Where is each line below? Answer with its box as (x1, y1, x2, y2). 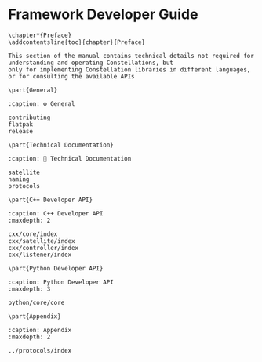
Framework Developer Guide (8, 5, 198, 24)
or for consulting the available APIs (8, 72, 135, 80)
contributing (8, 114, 51, 121)
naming (8, 175, 30, 183)
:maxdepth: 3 (8, 284, 51, 293)
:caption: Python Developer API (8, 278, 114, 286)
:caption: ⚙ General (8, 100, 76, 107)
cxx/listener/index (8, 251, 72, 259)
